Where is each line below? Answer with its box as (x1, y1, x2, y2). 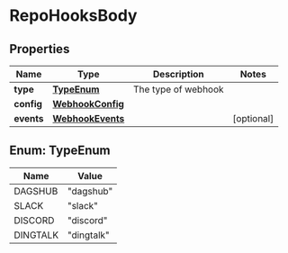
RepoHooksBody (9, 5, 138, 26)
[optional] (232, 113, 274, 124)
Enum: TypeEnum (9, 143, 111, 158)
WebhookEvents (52, 113, 125, 124)
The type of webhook (133, 83, 224, 95)
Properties (9, 41, 70, 57)
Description (152, 68, 204, 80)
